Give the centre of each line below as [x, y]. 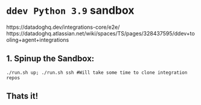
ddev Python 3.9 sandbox [70, 10]
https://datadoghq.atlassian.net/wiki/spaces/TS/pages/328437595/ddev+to [101, 33]
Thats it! [22, 96]
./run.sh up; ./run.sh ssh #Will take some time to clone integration [97, 73]
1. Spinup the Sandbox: [50, 58]
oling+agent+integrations [38, 40]
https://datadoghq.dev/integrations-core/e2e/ [63, 27]
